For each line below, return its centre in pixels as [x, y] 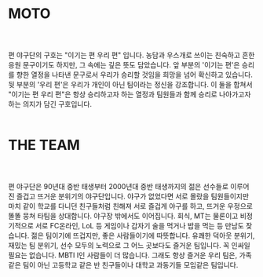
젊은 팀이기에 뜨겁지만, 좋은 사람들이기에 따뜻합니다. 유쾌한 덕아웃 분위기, [143, 235]
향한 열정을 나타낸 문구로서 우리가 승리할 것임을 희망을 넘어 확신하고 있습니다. [135, 75]
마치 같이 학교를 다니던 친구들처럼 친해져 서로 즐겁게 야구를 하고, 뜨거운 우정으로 [131, 206]
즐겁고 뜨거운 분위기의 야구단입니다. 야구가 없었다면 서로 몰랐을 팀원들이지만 [133, 196]
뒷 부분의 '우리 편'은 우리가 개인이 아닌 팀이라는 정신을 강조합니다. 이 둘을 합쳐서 [130, 85]
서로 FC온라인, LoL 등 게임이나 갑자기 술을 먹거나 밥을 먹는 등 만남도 [140, 225]
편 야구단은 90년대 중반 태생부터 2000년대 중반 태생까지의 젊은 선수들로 [119, 186]
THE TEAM [44, 145]
